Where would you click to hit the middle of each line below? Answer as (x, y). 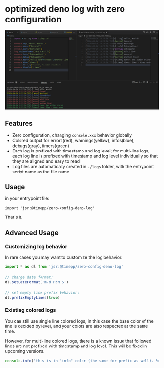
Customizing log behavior (36, 246)
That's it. (14, 217)
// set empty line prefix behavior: (42, 292)
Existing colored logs (31, 310)
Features (19, 123)
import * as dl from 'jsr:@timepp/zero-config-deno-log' (64, 267)
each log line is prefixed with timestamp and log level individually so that (85, 156)
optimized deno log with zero (65, 9)
